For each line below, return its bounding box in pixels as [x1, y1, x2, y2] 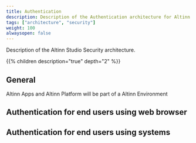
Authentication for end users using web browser [6, 107, 187, 117]
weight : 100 [6, 25, 35, 31]
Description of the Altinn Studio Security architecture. [6, 46, 136, 53]
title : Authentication [6, 8, 62, 15]
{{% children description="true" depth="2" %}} [6, 58, 121, 65]
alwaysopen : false [6, 30, 51, 36]
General [6, 74, 36, 85]
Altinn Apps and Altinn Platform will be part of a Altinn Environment [6, 90, 168, 97]
